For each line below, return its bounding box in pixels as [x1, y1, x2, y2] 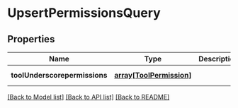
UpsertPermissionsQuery [7, 5, 161, 21]
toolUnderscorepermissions [11, 71, 108, 80]
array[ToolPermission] [114, 71, 192, 80]
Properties [7, 33, 55, 45]
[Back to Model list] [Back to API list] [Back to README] [7, 93, 170, 101]
